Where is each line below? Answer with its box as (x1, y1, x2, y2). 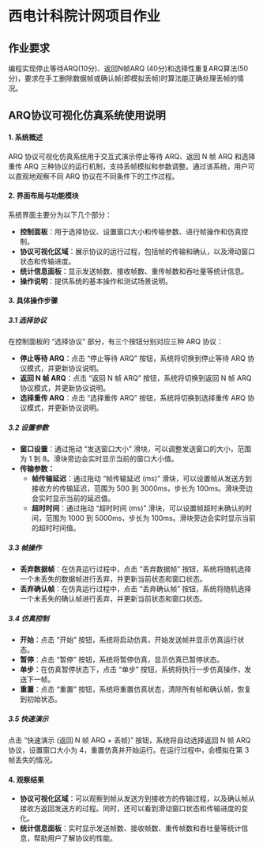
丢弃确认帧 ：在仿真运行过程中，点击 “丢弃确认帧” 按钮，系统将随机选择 (19, 584, 252, 594)
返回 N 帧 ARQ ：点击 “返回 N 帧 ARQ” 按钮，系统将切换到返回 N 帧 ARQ (19, 374, 252, 383)
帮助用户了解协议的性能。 (33, 833, 117, 843)
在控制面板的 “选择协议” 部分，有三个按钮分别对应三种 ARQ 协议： (8, 337, 224, 347)
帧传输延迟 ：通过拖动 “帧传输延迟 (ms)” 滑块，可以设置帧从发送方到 (31, 474, 253, 484)
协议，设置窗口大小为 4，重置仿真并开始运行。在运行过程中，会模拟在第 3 (8, 746, 250, 755)
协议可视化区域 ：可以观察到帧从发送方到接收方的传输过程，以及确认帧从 (19, 794, 255, 803)
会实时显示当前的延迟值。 (31, 494, 115, 503)
